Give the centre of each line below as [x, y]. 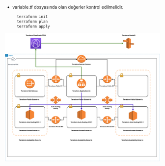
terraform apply [33, 26]
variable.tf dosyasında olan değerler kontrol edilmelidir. [68, 7]
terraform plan [32, 22]
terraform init [32, 17]
